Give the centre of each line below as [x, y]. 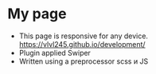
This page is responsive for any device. [84, 36]
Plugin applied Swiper [55, 53]
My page [37, 14]
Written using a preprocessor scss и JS [84, 61]
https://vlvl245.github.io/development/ [82, 44]
